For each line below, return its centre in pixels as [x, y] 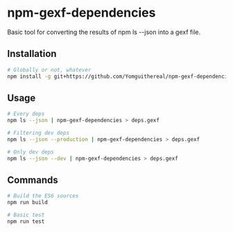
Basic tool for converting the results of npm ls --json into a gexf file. [104, 32]
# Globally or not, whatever [49, 70]
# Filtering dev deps [38, 133]
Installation [32, 54]
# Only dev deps [31, 152]
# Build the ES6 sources [43, 196]
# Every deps [26, 114]
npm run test [26, 222]
